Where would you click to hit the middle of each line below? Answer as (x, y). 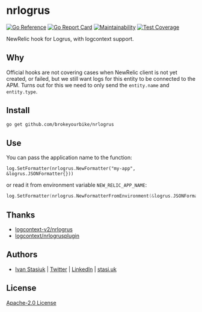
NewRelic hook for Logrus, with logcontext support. (70, 39)
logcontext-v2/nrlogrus (44, 229)
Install (18, 111)
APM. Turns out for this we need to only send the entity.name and (88, 85)
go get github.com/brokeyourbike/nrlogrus (60, 124)
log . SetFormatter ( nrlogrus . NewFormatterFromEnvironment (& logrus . (90, 196)
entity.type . (22, 92)
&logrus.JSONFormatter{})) (40, 174)
